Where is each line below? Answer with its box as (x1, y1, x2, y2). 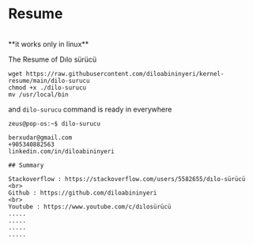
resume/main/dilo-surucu (8, 77, 90, 85)
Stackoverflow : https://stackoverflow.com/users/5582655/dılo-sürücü (8, 175, 246, 183)
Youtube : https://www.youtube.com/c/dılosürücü (8, 202, 172, 210)
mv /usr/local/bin (8, 90, 69, 99)
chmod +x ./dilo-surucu (8, 84, 87, 92)
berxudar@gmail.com (8, 134, 73, 141)
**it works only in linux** (8, 39, 89, 48)
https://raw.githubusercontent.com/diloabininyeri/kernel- (25, 70, 225, 77)
